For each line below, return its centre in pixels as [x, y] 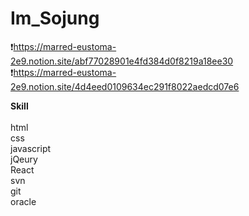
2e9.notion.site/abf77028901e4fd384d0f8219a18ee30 [122, 61]
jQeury [24, 159]
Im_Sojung [55, 18]
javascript [31, 148]
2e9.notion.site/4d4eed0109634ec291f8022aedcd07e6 [125, 86]
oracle [23, 201]
